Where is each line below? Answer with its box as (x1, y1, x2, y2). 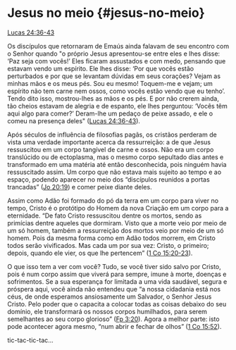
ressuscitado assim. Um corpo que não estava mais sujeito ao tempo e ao (7, 168, 222, 176)
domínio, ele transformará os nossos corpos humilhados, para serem (7, 307, 208, 315)
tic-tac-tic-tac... (7, 336, 54, 344)
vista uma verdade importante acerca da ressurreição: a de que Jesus (7, 137, 211, 146)
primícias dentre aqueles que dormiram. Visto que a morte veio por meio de (7, 218, 227, 227)
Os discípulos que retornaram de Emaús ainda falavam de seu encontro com (7, 42, 230, 50)
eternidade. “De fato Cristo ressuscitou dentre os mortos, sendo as (7, 211, 202, 220)
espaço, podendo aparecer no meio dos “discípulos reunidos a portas (7, 175, 210, 184)
